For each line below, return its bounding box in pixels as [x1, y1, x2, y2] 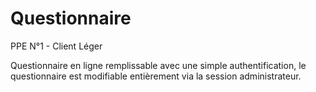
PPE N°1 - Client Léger [10, 40, 103, 52]
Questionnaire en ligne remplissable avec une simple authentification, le [10, 59, 307, 71]
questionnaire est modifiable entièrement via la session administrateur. [10, 70, 302, 82]
